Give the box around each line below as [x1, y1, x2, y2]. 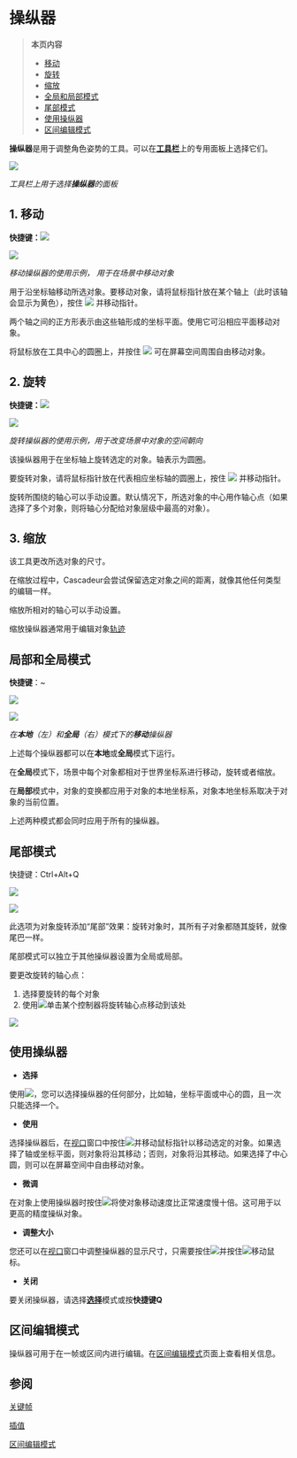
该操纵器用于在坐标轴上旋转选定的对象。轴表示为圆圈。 [9, 453, 210, 465]
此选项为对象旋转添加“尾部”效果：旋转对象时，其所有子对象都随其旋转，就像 [9, 922, 287, 931]
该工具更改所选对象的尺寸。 [9, 556, 110, 567]
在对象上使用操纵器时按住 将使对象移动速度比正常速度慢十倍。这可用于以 [9, 1197, 281, 1207]
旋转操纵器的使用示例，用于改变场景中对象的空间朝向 [9, 435, 203, 445]
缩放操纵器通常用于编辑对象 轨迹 [9, 623, 126, 634]
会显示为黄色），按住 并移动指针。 [9, 297, 143, 308]
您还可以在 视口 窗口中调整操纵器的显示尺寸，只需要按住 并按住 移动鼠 [9, 1246, 275, 1256]
